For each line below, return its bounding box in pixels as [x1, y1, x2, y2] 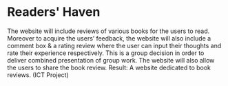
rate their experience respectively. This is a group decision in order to [7, 49, 205, 57]
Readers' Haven [7, 4, 101, 20]
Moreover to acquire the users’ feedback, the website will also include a [7, 34, 211, 42]
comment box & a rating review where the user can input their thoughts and [7, 41, 222, 50]
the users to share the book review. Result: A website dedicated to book [7, 63, 211, 72]
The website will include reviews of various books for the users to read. [7, 27, 210, 35]
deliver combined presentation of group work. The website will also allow [7, 56, 215, 64]
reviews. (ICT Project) [7, 70, 69, 79]
